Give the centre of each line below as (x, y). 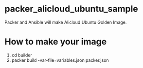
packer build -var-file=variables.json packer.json (60, 60)
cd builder (22, 55)
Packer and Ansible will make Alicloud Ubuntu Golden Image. (66, 22)
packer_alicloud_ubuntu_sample (71, 9)
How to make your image (56, 42)
